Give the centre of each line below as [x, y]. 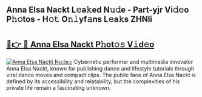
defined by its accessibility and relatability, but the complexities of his [93, 81]
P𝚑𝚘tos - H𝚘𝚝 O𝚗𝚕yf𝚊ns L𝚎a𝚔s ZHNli [79, 20]
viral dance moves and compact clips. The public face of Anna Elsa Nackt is [101, 75]
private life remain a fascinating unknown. [59, 88]
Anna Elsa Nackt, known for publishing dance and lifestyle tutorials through [100, 68]
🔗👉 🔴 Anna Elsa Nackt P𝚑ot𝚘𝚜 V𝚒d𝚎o [80, 44]
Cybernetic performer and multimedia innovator [133, 62]
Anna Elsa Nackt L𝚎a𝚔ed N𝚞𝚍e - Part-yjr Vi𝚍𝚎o [98, 10]
